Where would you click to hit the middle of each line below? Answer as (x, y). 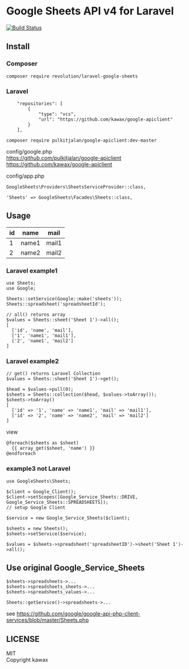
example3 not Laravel (38, 468)
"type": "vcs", (57, 114)
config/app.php (25, 176)
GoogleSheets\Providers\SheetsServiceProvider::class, (76, 187)
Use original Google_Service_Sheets (76, 568)
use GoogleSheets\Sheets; (38, 481)
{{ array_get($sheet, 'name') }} (53, 449)
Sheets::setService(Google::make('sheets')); (64, 299)
